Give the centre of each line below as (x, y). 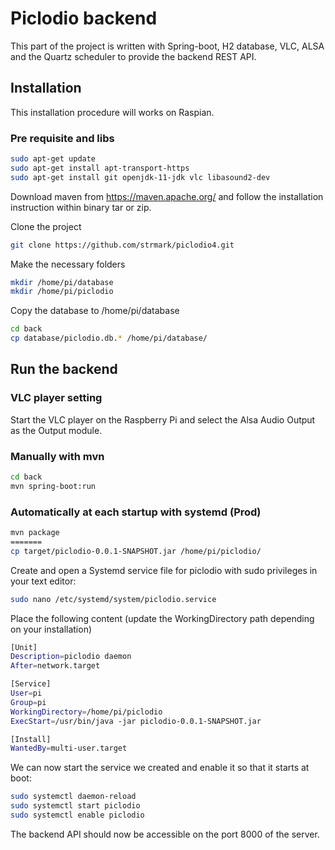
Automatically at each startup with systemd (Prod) (136, 512)
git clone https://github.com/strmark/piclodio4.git (122, 245)
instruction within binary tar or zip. (81, 207)
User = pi (26, 693)
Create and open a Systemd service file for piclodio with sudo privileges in (164, 570)
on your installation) (51, 629)
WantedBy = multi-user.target (69, 748)
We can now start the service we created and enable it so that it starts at (160, 768)
